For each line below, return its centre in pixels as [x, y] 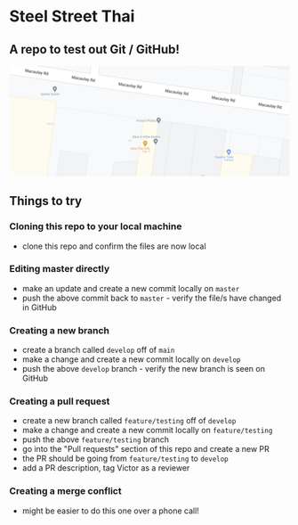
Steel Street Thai [72, 16]
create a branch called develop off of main [98, 350]
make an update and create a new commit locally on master [131, 288]
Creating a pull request [60, 401]
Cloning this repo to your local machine [96, 226]
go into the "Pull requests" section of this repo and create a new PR [145, 449]
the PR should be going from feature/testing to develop [125, 459]
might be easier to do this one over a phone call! [111, 511]
